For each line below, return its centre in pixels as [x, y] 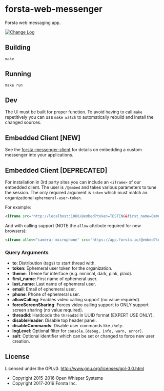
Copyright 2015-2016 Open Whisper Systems [58, 378]
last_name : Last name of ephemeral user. [54, 284]
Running [18, 74]
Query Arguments [27, 252]
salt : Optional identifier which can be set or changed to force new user [83, 336]
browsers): [16, 231]
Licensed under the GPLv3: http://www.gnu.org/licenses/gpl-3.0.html [74, 368]
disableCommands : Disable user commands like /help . [68, 326]
